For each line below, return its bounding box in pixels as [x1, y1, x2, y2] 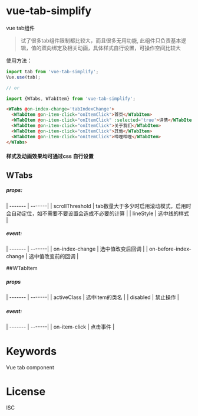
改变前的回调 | [44, 253, 79, 260]
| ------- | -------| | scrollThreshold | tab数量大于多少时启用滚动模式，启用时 [6, 202, 192, 209]
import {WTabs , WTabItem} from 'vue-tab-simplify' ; [6, 96, 136, 102]
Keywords [6, 344, 57, 358]
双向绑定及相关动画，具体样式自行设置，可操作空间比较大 [41, 44, 181, 51]
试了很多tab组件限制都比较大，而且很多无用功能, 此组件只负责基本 [20, 37, 181, 44]
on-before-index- [149, 245, 192, 252]
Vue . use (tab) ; [6, 74, 41, 80]
